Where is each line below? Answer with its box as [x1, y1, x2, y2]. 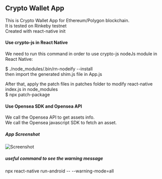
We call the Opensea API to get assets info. [5, 114, 95, 120]
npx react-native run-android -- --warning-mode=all [5, 168, 114, 174]
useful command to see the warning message [5, 155, 103, 161]
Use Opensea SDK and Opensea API [5, 103, 82, 109]
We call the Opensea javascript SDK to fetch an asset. [5, 120, 117, 126]
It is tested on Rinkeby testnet [5, 23, 67, 29]
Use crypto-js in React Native [5, 40, 68, 46]
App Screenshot [5, 131, 40, 137]
